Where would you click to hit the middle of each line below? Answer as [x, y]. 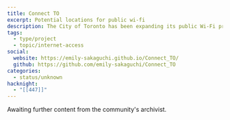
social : [18, 52]
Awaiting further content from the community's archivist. [87, 110]
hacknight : [23, 84]
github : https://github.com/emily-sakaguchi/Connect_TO [94, 64]
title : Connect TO [33, 13]
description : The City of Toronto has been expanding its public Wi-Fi [111, 26]
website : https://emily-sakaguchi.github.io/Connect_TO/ [96, 58]
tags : [15, 33]
